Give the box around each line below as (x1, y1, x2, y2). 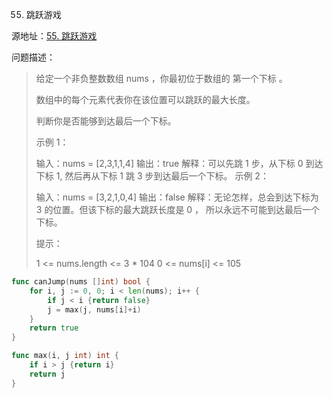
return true (29, 323, 79, 333)
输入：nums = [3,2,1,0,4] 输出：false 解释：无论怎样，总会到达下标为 (35, 191, 319, 203)
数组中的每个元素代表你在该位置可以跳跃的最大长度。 (35, 94, 256, 105)
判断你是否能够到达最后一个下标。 (35, 115, 177, 127)
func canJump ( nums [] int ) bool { (11, 277, 151, 287)
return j (29, 369, 66, 379)
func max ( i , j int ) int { (11, 351, 119, 361)
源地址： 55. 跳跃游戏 (11, 30, 98, 42)
